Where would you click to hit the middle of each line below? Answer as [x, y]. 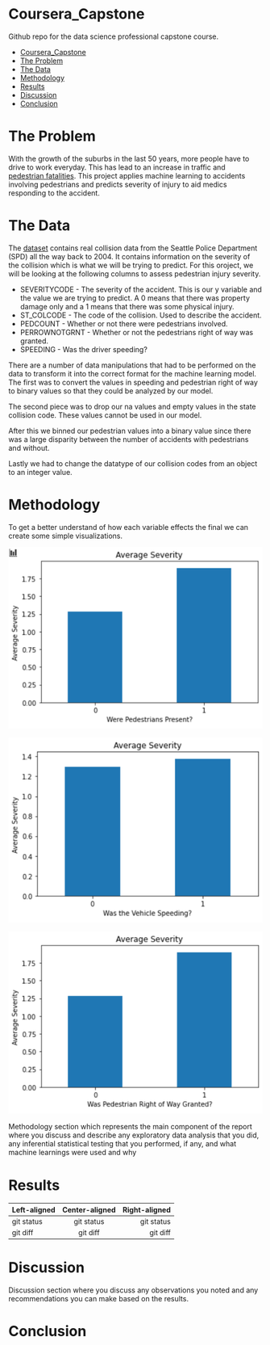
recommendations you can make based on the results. [99, 1298]
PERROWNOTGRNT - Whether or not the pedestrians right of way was [137, 332]
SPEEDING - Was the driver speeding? [83, 349]
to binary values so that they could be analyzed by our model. [111, 391]
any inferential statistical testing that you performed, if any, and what [123, 1144]
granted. [34, 341]
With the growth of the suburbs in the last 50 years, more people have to [129, 158]
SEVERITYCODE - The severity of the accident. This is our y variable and [141, 289]
